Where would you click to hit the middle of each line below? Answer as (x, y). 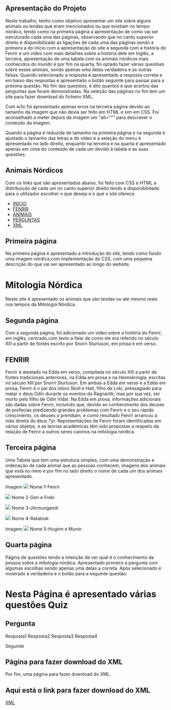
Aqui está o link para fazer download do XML (78, 690)
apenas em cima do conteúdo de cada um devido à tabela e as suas (77, 149)
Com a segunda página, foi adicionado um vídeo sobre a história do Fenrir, (84, 333)
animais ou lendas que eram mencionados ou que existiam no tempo (78, 26)
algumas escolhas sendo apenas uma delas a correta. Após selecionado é (83, 568)
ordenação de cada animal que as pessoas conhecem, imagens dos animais (86, 465)
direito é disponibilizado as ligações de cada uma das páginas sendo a (80, 42)
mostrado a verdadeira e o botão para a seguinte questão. (66, 573)
